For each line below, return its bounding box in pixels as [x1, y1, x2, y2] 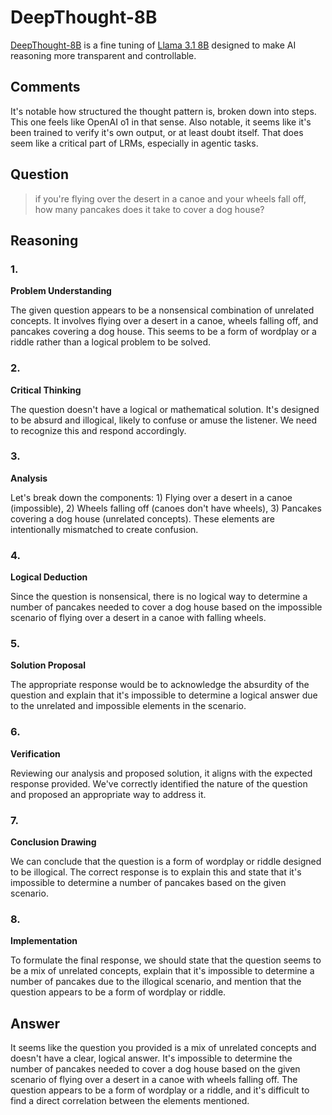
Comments [10, 79, 81, 96]
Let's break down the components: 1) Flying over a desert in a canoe [10, 491, 293, 503]
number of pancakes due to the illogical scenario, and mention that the [10, 976, 302, 988]
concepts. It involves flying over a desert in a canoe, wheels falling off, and [10, 315, 319, 327]
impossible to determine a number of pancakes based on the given [10, 877, 287, 889]
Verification [10, 747, 61, 760]
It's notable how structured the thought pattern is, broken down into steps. [10, 105, 317, 117]
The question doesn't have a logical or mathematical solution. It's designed [10, 403, 320, 415]
